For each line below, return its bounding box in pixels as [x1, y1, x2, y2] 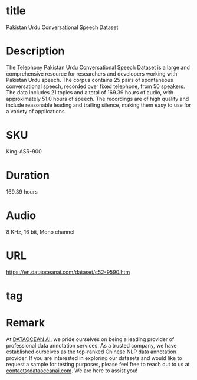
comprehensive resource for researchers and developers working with [6, 70, 178, 77]
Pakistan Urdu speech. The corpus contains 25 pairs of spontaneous [6, 76, 173, 83]
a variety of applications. [6, 107, 67, 114]
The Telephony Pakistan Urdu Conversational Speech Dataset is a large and [6, 64, 191, 71]
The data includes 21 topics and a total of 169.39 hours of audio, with [6, 89, 174, 96]
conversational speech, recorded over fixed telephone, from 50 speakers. [6, 83, 185, 90]
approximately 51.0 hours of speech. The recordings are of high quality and [6, 95, 189, 102]
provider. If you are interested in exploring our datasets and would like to [6, 354, 182, 361]
